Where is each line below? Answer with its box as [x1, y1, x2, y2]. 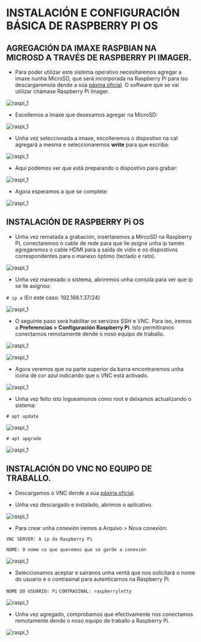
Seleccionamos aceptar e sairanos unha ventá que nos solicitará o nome [14, 569, 196, 576]
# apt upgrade [6, 435, 42, 441]
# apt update [6, 413, 39, 420]
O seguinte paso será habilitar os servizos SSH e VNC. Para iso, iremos [14, 317, 192, 325]
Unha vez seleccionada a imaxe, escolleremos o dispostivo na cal [14, 135, 178, 141]
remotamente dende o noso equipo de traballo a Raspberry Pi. [14, 617, 170, 624]
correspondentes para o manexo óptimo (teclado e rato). [14, 252, 156, 259]
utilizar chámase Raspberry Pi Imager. [14, 88, 110, 95]
